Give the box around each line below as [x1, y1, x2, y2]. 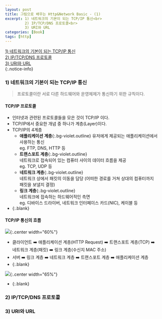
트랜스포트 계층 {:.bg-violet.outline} [19, 151, 87, 157]
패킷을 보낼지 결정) [19, 182, 55, 188]
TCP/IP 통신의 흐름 [5, 217, 41, 223]
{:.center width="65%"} [10, 271, 58, 277]
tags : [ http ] [5, 35, 32, 39]
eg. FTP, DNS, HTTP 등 [19, 145, 66, 151]
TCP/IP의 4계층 [12, 127, 42, 133]
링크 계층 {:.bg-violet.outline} [19, 188, 76, 194]
